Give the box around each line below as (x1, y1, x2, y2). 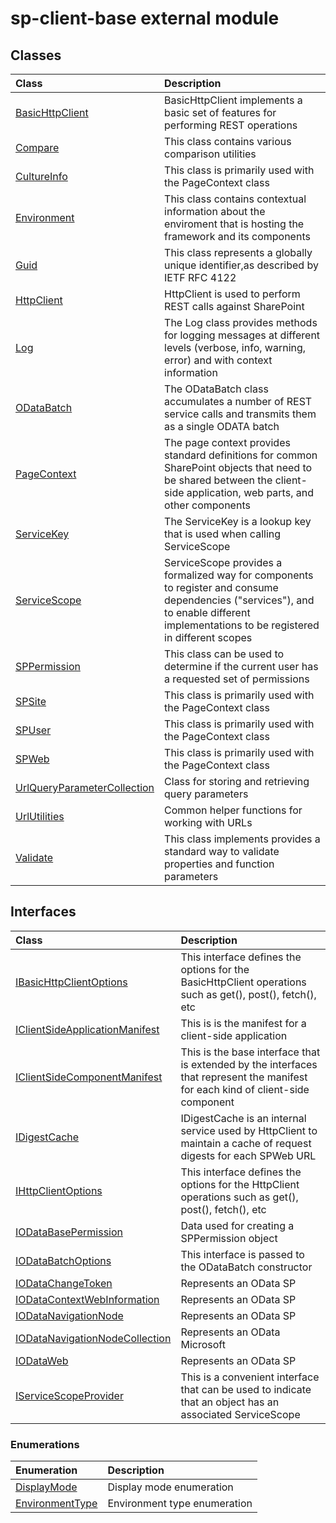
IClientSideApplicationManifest (15, 1022, 160, 1036)
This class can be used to (164, 647, 285, 661)
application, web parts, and (186, 486, 314, 499)
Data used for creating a (180, 1218, 295, 1232)
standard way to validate (164, 845, 280, 858)
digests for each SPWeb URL (180, 1148, 317, 1162)
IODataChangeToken (15, 1276, 113, 1290)
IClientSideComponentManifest (15, 1070, 163, 1084)
